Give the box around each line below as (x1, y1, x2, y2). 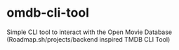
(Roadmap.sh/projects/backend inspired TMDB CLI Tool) (6, 35, 171, 43)
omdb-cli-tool (6, 5, 89, 21)
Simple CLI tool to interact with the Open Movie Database (6, 28, 173, 36)
